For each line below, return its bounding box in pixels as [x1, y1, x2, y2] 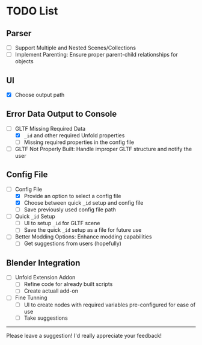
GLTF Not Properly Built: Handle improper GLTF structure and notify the [14, 146, 192, 152]
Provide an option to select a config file [23, 192, 121, 199]
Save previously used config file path [23, 206, 116, 213]
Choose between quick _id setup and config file [23, 199, 144, 206]
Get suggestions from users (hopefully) [23, 240, 122, 247]
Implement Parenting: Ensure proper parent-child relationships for [14, 51, 179, 58]
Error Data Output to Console [6, 109, 117, 119]
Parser [6, 28, 32, 39]
